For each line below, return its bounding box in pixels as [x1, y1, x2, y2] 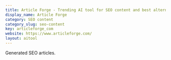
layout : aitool [5, 36, 38, 41]
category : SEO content [5, 17, 53, 22]
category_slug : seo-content [5, 21, 65, 27]
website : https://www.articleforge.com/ [5, 31, 93, 36]
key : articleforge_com [5, 26, 53, 32]
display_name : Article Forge [5, 12, 67, 17]
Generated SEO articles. [5, 49, 56, 56]
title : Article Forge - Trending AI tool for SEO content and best [5, 7, 152, 13]
